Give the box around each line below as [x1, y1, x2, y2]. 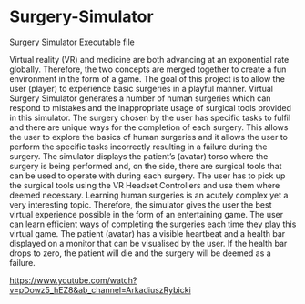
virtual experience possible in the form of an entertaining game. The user [9, 208, 284, 219]
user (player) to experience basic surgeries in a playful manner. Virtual [9, 83, 273, 94]
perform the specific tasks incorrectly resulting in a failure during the [9, 141, 268, 152]
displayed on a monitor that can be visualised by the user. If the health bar [9, 238, 288, 248]
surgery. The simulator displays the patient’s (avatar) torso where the [9, 150, 269, 161]
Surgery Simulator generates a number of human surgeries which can [9, 93, 271, 104]
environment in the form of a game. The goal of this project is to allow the [9, 73, 285, 84]
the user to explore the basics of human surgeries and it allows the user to [9, 131, 289, 142]
